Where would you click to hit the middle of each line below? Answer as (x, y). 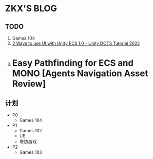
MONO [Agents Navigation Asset (80, 73)
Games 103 (31, 152)
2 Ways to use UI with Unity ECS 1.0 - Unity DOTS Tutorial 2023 (76, 43)
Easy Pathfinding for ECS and (73, 63)
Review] (29, 84)
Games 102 (31, 130)
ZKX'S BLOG (31, 9)
